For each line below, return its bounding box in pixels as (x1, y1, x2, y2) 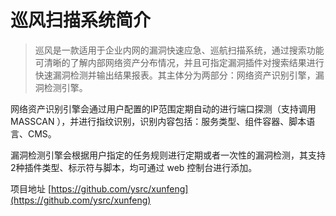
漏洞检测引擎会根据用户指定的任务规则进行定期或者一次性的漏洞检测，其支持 (10, 149, 326, 161)
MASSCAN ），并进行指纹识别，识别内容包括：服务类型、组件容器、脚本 (10, 115, 307, 127)
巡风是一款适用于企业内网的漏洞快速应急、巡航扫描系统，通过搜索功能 (34, 44, 325, 56)
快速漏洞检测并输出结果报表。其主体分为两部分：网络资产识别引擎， (34, 69, 316, 81)
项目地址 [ (10, 182, 52, 195)
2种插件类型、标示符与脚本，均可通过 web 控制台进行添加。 (10, 161, 258, 173)
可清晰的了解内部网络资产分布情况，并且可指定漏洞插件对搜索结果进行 (34, 56, 325, 68)
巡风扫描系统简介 (10, 9, 152, 32)
